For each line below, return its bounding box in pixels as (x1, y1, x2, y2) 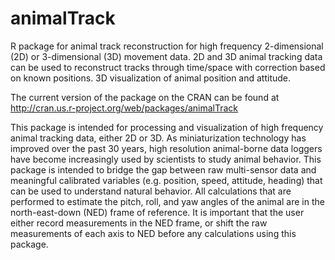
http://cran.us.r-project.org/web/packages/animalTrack (10, 102, 239, 114)
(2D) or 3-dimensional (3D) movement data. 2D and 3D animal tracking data (10, 50, 323, 62)
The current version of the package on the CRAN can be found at (10, 91, 280, 103)
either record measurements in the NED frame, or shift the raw (10, 217, 268, 229)
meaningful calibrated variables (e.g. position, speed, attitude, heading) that (10, 174, 323, 186)
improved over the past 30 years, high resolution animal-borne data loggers (10, 142, 323, 154)
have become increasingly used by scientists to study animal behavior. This (10, 153, 322, 165)
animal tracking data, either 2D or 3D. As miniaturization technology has (10, 132, 307, 144)
